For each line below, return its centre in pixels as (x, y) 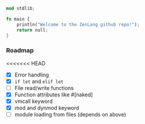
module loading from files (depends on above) (70, 115)
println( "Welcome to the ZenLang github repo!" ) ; (78, 24)
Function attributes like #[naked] (53, 95)
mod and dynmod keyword (47, 108)
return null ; (32, 30)
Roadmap (20, 51)
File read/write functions (44, 88)
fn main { (18, 19)
